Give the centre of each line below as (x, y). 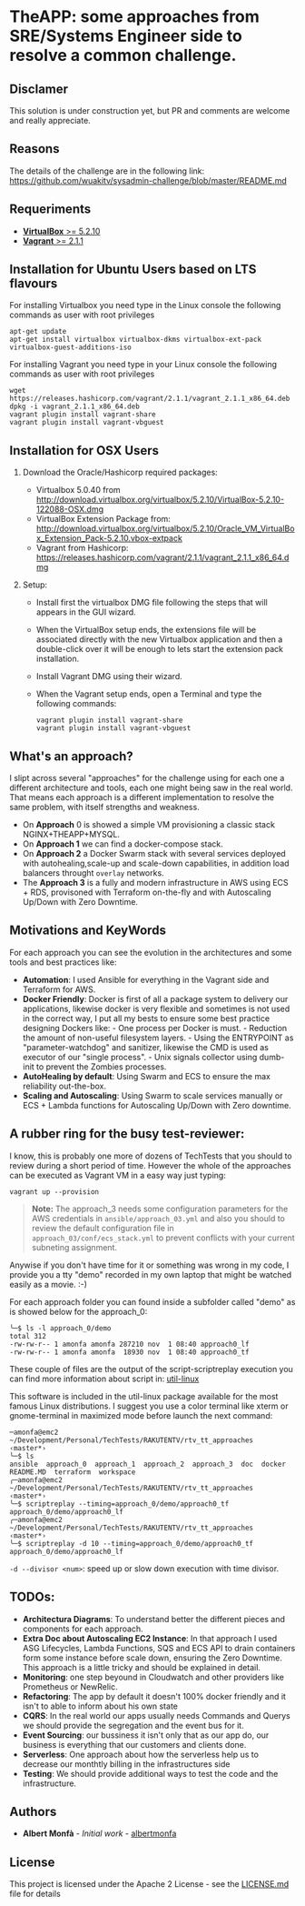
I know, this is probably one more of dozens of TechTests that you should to (151, 1156)
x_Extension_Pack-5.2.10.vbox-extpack (109, 538)
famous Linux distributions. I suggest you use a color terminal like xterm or (149, 1406)
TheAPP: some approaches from (135, 17)
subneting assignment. (74, 1247)
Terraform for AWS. (59, 989)
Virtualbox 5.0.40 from (78, 490)
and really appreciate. (50, 120)
